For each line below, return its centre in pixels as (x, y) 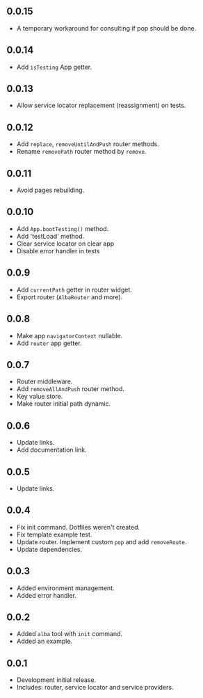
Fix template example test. (54, 534)
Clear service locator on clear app (65, 244)
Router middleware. (44, 381)
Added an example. (44, 641)
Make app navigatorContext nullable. (70, 335)
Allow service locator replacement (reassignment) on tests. (101, 105)
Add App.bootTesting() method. (63, 228)
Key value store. (40, 397)
